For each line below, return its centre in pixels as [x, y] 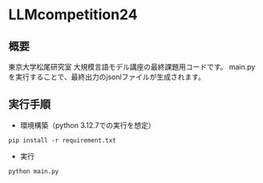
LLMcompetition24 [73, 15]
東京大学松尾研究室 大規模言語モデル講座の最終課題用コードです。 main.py [132, 67]
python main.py [34, 171]
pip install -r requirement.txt [62, 140]
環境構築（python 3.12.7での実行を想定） [87, 125]
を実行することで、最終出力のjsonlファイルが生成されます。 [107, 77]
